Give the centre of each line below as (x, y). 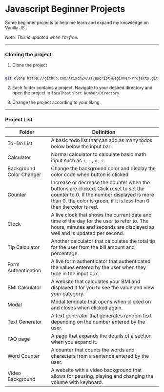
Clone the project (30, 65)
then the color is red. (75, 207)
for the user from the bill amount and (93, 247)
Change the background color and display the (103, 169)
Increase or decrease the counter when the (101, 183)
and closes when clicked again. (87, 308)
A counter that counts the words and (93, 350)
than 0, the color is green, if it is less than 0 (100, 201)
